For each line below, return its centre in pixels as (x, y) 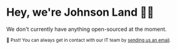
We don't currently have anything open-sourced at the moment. (86, 29)
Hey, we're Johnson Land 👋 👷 (80, 12)
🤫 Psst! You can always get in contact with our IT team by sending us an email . (88, 40)
